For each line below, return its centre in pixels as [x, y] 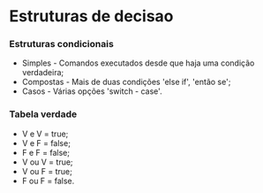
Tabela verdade [43, 114]
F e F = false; [46, 152]
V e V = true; [45, 134]
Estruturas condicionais [62, 44]
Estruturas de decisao [91, 16]
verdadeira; [43, 73]
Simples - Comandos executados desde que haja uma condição [138, 63]
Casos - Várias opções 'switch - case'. [92, 91]
